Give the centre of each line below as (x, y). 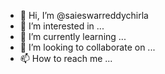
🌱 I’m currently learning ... (73, 36)
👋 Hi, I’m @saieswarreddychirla (84, 15)
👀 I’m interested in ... (62, 26)
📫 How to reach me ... (66, 58)
